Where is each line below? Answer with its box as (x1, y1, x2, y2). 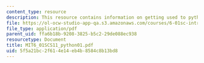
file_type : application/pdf (6, 25, 78, 32)
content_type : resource (6, 8, 67, 15)
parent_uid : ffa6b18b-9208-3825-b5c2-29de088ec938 (6, 31, 137, 37)
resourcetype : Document (6, 37, 67, 43)
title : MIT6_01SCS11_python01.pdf (6, 43, 94, 49)
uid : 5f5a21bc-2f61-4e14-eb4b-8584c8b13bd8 (6, 48, 118, 54)
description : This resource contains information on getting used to (6, 14, 186, 20)
